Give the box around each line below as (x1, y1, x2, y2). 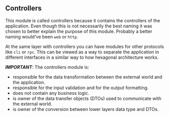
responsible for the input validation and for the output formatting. (12, 85, 149, 91)
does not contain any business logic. (12, 90, 90, 96)
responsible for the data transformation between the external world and (12, 73, 162, 80)
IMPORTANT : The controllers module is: (5, 64, 90, 70)
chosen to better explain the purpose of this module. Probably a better (5, 28, 152, 34)
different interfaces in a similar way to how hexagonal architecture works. (5, 54, 159, 60)
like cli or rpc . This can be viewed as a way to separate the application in (5, 49, 159, 55)
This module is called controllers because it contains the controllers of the (5, 17, 160, 23)
